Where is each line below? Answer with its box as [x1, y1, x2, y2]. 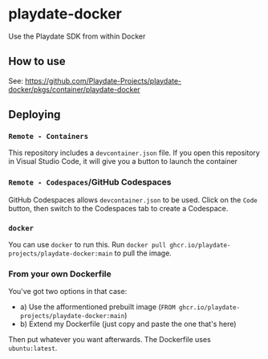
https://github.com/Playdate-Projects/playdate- [25, 75, 182, 85]
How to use [8, 55, 66, 68]
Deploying [8, 108, 61, 121]
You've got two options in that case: [8, 287, 128, 296]
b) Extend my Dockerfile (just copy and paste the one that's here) [19, 319, 237, 329]
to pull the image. [114, 248, 173, 258]
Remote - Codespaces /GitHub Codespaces [8, 177, 172, 188]
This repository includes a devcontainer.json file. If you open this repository [8, 148, 261, 157]
